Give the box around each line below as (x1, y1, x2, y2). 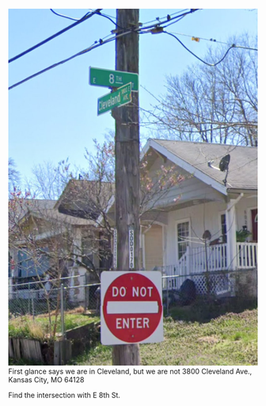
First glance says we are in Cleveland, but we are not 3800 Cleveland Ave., (8, 366, 253, 376)
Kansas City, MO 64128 (8, 375, 85, 385)
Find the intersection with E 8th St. (8, 390, 121, 400)
